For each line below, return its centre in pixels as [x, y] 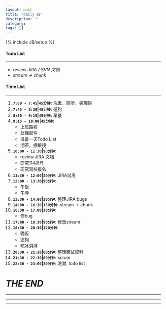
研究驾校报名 [33, 169]
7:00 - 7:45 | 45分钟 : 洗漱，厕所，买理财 [52, 103]
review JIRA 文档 [37, 157]
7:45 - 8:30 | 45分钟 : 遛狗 [37, 109]
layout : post [19, 10]
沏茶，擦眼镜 [33, 145]
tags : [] [15, 28]
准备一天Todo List [38, 139]
